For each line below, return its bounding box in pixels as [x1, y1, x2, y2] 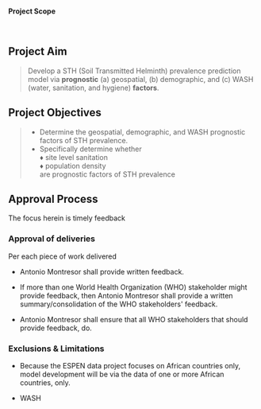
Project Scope [8, 6, 56, 16]
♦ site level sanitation [39, 152, 109, 162]
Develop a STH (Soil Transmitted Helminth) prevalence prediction [27, 66, 241, 76]
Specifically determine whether [39, 144, 142, 154]
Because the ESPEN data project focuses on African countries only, [19, 361, 241, 371]
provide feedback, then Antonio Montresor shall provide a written [19, 290, 233, 300]
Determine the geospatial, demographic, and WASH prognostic [39, 127, 246, 137]
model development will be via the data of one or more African [19, 369, 225, 380]
